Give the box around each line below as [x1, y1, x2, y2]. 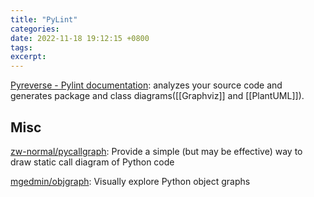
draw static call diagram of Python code [10, 156, 175, 168]
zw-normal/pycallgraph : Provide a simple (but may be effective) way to [10, 145, 303, 157]
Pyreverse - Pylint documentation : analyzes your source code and [10, 79, 283, 91]
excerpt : [10, 52, 47, 62]
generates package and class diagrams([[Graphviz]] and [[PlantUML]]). [10, 90, 305, 102]
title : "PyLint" [10, 14, 78, 25]
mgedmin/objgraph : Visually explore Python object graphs [10, 175, 251, 187]
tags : [10, 42, 33, 53]
